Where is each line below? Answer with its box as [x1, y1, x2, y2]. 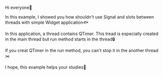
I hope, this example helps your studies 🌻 [5, 64, 87, 70]
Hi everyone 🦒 [5, 5, 33, 10]
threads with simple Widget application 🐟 [5, 19, 89, 25]
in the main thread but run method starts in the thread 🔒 [5, 37, 115, 42]
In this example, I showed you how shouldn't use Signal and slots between [5, 14, 154, 19]
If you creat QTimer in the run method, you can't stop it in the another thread [5, 48, 159, 53]
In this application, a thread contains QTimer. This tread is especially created [5, 31, 159, 37]
